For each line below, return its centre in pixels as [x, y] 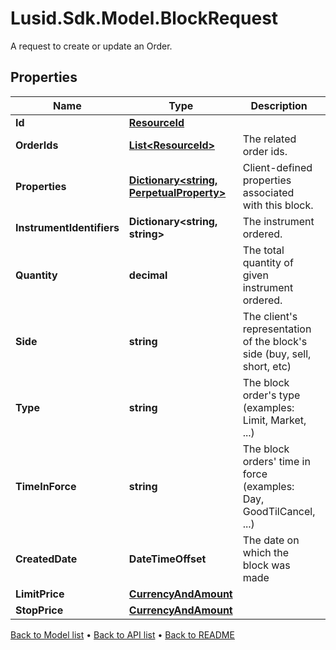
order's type [271, 395]
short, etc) [267, 366]
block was [266, 565]
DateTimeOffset [167, 559]
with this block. [278, 205]
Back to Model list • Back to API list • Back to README [122, 634]
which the [266, 552]
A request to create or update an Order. [91, 46]
